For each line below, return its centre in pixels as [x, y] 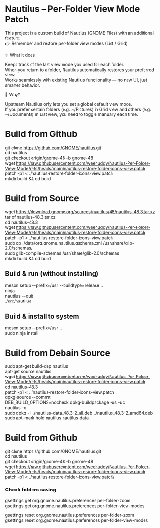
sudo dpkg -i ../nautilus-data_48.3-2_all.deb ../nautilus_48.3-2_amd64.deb [79, 413]
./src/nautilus [18, 301]
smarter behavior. [23, 85]
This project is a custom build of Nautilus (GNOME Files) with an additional [80, 33]
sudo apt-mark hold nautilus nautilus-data [47, 418]
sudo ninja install [22, 333]
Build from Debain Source [58, 353]
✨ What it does [20, 55]
